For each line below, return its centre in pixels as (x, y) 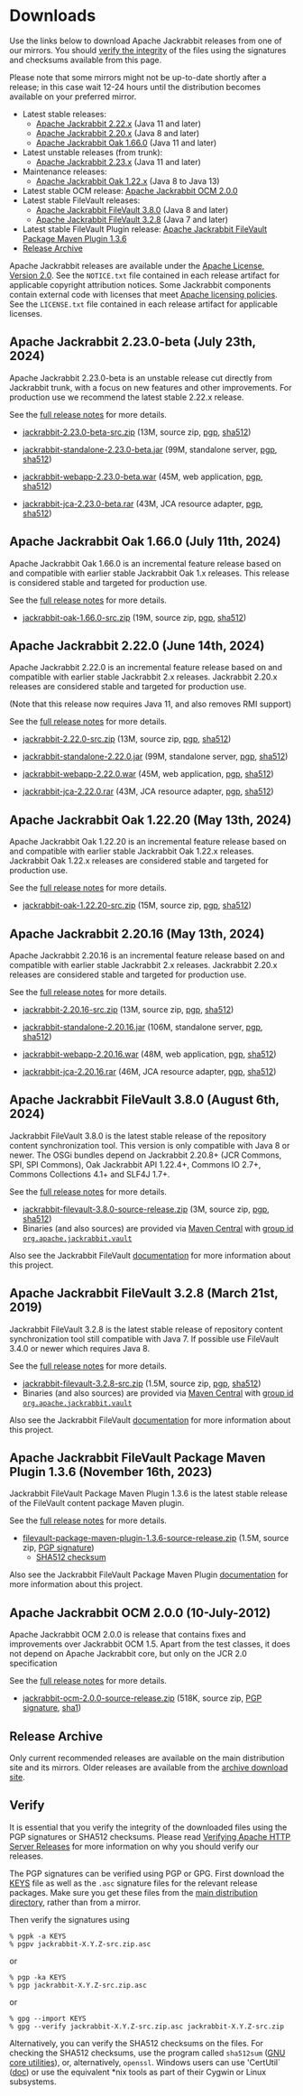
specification (33, 1663)
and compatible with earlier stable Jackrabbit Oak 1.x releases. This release (150, 573)
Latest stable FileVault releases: (81, 200)
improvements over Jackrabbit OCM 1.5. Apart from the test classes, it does (150, 1644)
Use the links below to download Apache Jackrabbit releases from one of (146, 41)
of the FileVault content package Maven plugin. (97, 1503)
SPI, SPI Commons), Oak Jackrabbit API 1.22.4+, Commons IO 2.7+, (135, 1164)
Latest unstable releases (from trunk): (92, 152)
